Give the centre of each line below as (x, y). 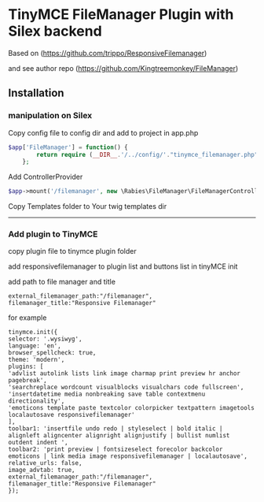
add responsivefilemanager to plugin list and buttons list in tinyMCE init (123, 266)
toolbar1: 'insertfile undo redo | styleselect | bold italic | (115, 429)
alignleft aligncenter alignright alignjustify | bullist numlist (119, 436)
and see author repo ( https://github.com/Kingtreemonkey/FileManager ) (123, 68)
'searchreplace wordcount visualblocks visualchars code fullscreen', (126, 388)
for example (27, 318)
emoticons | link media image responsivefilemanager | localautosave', (128, 456)
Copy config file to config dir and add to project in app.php (103, 132)
